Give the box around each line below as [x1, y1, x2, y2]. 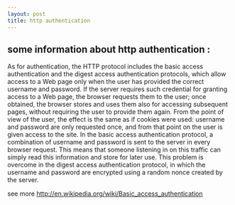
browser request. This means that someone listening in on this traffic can [7, 145, 222, 154]
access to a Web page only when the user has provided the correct [7, 78, 204, 86]
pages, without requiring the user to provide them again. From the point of [7, 107, 224, 116]
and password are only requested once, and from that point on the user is [7, 122, 223, 132]
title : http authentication [7, 17, 91, 24]
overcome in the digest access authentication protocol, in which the [7, 161, 206, 169]
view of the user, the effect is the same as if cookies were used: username [7, 115, 225, 124]
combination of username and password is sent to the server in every [7, 138, 211, 147]
